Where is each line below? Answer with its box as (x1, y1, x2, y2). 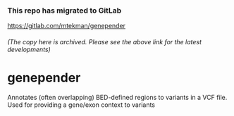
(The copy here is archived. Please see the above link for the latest (7, 37, 202, 46)
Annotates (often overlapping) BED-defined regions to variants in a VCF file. (7, 93, 228, 101)
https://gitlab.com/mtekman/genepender (7, 22, 125, 30)
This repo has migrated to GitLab (7, 6, 122, 15)
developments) (7, 45, 51, 53)
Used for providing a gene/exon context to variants (7, 101, 155, 109)
